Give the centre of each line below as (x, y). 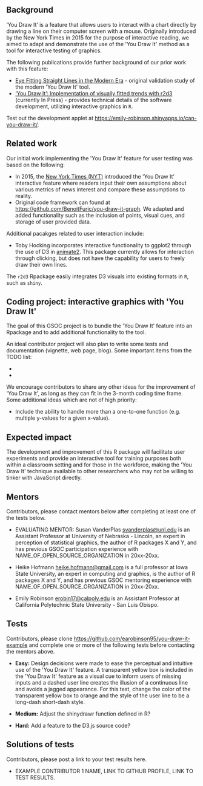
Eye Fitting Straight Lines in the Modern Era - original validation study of (105, 80)
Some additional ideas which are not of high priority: (72, 400)
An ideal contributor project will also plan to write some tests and (87, 344)
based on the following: (36, 165)
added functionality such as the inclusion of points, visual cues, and (100, 215)
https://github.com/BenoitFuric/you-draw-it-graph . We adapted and (99, 208)
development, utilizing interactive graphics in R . (74, 106)
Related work (32, 144)
